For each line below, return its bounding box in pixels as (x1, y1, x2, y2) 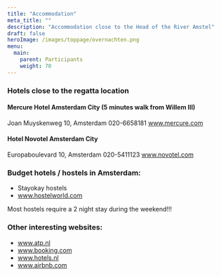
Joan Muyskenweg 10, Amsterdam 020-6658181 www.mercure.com (7, 119, 203, 127)
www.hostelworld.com (17, 191, 83, 200)
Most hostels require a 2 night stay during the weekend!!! (7, 205, 173, 213)
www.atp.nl (17, 238, 51, 247)
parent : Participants (20, 56, 83, 63)
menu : (7, 43, 23, 50)
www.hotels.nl (17, 254, 59, 262)
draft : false (7, 29, 46, 37)
